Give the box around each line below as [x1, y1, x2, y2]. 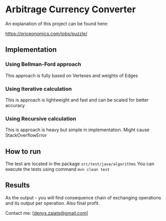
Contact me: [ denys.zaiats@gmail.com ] [5, 210, 88, 216]
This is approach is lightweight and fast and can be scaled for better [5, 96, 149, 103]
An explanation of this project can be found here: [5, 21, 108, 27]
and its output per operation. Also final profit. [5, 200, 100, 206]
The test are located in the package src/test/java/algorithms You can [5, 160, 155, 167]
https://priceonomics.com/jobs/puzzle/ [5, 30, 88, 36]
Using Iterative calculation [5, 85, 72, 92]
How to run [5, 147, 41, 156]
